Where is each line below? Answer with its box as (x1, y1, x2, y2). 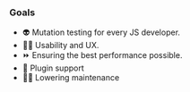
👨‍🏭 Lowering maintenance (22, 72, 120, 83)
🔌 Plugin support (22, 63, 84, 73)
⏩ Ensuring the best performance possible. (22, 50, 183, 61)
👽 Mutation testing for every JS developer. (22, 27, 181, 38)
